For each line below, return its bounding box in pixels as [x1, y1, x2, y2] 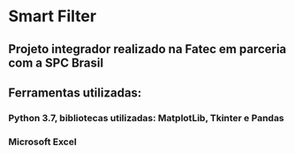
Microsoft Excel [8, 135, 77, 148]
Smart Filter [8, 6, 97, 27]
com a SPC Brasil [8, 55, 103, 70]
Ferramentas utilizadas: [8, 85, 142, 100]
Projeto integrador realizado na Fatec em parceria [8, 42, 287, 57]
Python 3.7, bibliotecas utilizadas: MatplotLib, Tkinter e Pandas [8, 112, 284, 124]
